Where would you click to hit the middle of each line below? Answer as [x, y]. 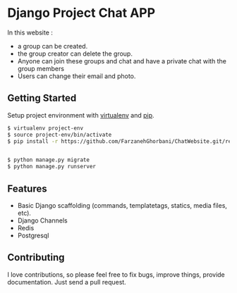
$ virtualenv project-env [45, 128]
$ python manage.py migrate [49, 160]
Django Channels [43, 220]
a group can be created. [53, 46]
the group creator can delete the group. [75, 54]
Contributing [36, 257]
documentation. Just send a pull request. [67, 282]
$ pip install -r [33, 141]
